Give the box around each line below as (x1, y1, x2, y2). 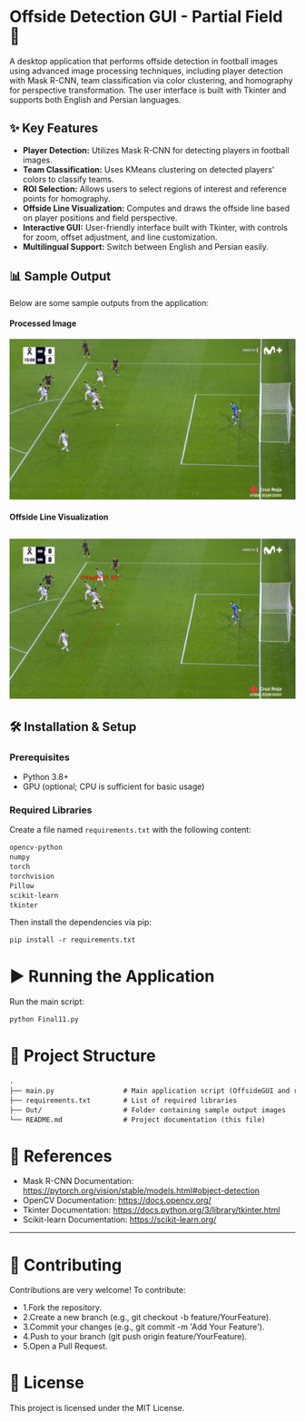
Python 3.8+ (22, 772, 70, 782)
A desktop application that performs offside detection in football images (9, 55, 279, 66)
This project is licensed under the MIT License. (9, 1403, 185, 1414)
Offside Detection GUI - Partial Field (9, 6, 283, 27)
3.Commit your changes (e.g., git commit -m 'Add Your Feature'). (22, 1321, 265, 1332)
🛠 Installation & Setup (9, 719, 137, 735)
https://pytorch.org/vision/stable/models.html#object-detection (22, 1185, 261, 1196)
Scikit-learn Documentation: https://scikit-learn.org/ (22, 1214, 217, 1225)
